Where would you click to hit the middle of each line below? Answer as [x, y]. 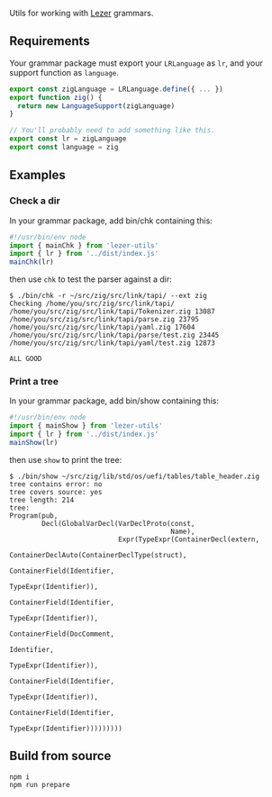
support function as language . [64, 72]
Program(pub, [34, 516]
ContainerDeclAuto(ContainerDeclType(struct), [98, 555]
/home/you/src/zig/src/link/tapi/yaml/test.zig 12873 [113, 343]
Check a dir [35, 201]
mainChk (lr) [32, 262]
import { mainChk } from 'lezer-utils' [84, 245]
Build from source [60, 756]
